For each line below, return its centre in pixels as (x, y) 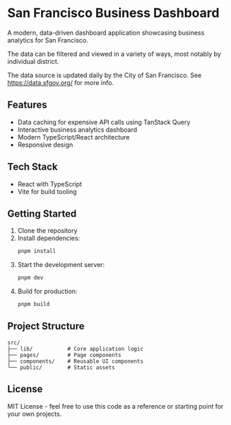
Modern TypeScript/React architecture (73, 137)
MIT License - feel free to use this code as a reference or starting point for (115, 406)
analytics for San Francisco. (48, 40)
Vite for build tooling (47, 191)
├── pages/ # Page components (64, 355)
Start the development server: (61, 265)
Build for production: (47, 291)
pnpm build (34, 305)
